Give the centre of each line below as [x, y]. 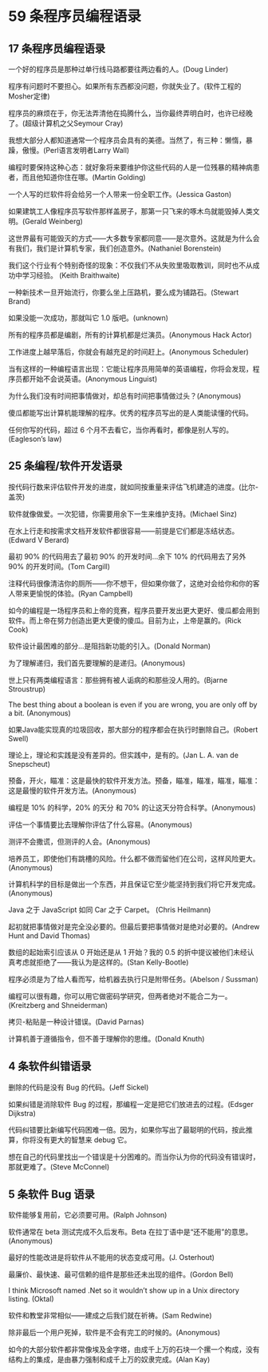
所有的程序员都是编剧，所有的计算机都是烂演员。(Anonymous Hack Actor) [130, 335]
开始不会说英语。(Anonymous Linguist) [93, 379]
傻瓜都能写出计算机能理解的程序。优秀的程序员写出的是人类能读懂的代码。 [130, 413]
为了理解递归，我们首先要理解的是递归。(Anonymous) [97, 663]
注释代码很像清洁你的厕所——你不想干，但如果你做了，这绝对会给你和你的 [130, 583]
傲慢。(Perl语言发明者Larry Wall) [76, 150]
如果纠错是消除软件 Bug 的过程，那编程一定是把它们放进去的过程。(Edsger [131, 1104]
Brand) [20, 301]
